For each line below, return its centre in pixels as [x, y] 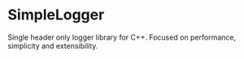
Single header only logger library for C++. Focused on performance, [122, 37]
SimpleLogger [56, 15]
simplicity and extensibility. [53, 45]
